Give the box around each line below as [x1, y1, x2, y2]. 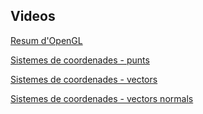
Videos [10, 8, 56, 25]
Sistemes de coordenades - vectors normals [10, 92, 194, 104]
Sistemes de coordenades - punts [10, 54, 150, 66]
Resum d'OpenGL [10, 34, 83, 46]
